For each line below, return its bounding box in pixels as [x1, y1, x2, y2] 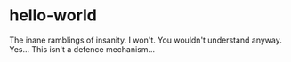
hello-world [9, 5, 98, 26]
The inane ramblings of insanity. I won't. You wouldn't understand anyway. [9, 35, 283, 45]
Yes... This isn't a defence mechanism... [9, 43, 156, 54]
